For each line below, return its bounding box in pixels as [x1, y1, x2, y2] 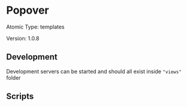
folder [6, 74, 21, 81]
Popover [6, 4, 49, 17]
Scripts [6, 92, 34, 102]
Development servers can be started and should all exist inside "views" [6, 68, 182, 75]
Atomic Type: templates [6, 23, 65, 30]
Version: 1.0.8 [6, 34, 40, 42]
